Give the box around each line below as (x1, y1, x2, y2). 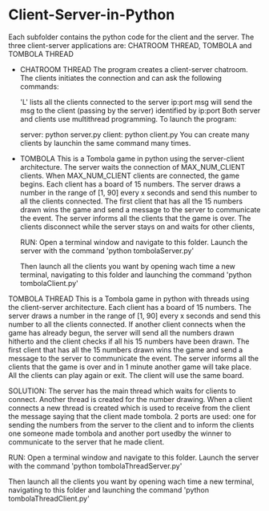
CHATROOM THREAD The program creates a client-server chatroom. (19, 64, 248, 74)
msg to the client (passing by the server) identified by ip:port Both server (19, 106, 261, 115)
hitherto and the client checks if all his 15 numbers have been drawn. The (8, 336, 250, 346)
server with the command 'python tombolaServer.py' (19, 246, 195, 255)
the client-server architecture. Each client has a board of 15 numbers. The (8, 302, 252, 312)
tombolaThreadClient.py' (8, 493, 90, 503)
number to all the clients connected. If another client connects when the (8, 319, 246, 329)
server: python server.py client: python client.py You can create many (19, 130, 250, 139)
